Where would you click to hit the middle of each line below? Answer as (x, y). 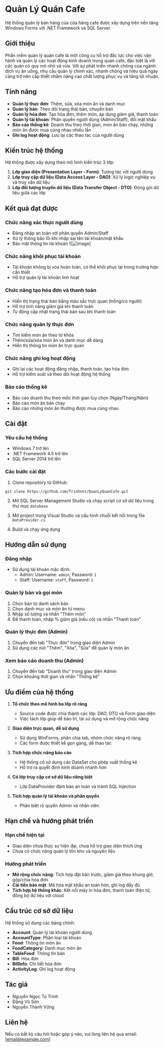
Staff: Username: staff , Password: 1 (56, 580)
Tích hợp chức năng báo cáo (42, 752)
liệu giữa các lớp (29, 193)
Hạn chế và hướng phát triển (49, 821)
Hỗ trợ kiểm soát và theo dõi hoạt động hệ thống (61, 374)
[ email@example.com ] (28, 1039)
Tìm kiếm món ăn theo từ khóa (43, 335)
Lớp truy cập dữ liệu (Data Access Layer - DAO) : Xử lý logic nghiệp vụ (84, 177)
